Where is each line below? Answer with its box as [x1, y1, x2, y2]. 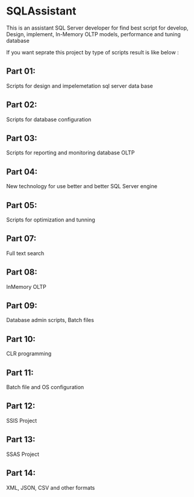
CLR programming [6, 350, 52, 357]
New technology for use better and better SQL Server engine [6, 183, 158, 190]
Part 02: [6, 100, 37, 110]
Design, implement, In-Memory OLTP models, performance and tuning [6, 30, 181, 37]
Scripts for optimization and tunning [6, 216, 95, 223]
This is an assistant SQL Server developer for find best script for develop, [6, 24, 189, 31]
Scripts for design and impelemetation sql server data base [6, 82, 154, 89]
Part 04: [6, 166, 38, 177]
